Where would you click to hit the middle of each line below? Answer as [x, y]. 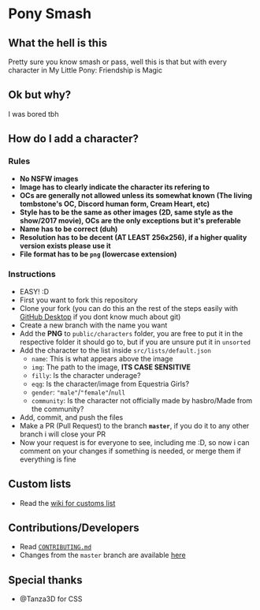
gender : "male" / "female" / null [78, 392]
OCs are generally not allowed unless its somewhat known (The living [136, 195]
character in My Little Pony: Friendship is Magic [85, 70]
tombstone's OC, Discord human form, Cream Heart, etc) [115, 204]
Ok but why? [40, 95]
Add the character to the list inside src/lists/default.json [115, 350]
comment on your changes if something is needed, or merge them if [130, 451]
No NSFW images [49, 178]
